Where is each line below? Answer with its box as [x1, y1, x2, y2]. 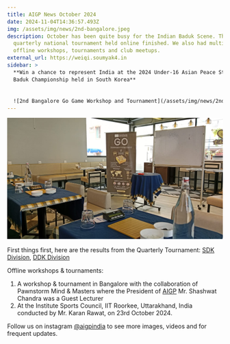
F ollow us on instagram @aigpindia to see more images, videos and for [7, 322, 207, 330]
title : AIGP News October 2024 [7, 11, 97, 18]
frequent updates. [7, 330, 58, 338]
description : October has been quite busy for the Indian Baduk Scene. [7, 33, 216, 40]
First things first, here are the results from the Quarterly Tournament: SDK [7, 246, 215, 254]
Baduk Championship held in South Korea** [13, 76, 136, 83]
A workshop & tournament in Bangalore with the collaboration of [16, 280, 199, 288]
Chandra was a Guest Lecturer [16, 295, 104, 303]
